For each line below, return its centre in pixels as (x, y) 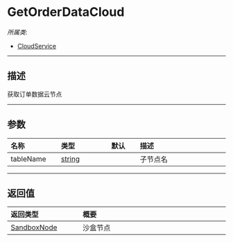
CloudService (37, 46)
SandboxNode (34, 227)
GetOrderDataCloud (66, 12)
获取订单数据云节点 (35, 94)
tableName (28, 159)
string (70, 159)
